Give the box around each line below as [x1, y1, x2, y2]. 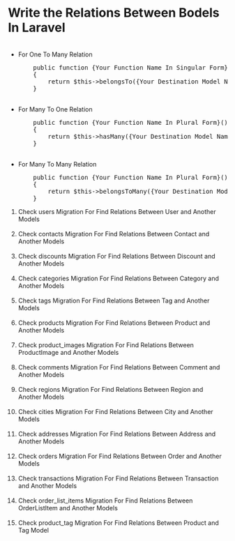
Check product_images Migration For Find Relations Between [17, 340, 195, 349]
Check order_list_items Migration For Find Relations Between [17, 496, 193, 505]
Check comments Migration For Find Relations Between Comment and [17, 363, 220, 371]
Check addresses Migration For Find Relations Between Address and [17, 429, 216, 438]
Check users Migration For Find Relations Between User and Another [17, 207, 217, 215]
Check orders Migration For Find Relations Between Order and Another [17, 452, 222, 460]
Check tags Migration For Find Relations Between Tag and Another [17, 296, 210, 305]
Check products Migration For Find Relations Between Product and [17, 319, 211, 327]
